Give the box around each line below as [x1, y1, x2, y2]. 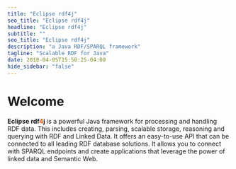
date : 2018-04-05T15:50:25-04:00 [7, 57, 106, 64]
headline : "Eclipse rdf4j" [7, 23, 87, 30]
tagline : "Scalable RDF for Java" [7, 50, 110, 57]
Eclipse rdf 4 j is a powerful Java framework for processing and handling [7, 117, 218, 125]
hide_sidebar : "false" [7, 63, 74, 70]
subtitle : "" [7, 30, 46, 37]
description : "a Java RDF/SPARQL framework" [7, 43, 141, 50]
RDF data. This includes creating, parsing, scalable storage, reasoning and [7, 124, 225, 133]
